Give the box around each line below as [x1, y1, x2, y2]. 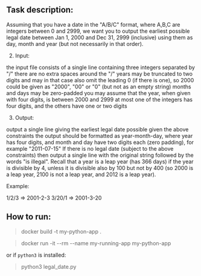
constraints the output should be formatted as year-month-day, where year [6, 132, 193, 139]
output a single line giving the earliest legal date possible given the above [6, 125, 189, 133]
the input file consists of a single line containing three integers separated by [6, 64, 195, 71]
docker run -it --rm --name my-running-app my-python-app [21, 239, 171, 247]
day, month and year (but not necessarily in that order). [6, 40, 144, 47]
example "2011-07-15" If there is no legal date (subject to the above [6, 145, 174, 152]
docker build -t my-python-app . [21, 228, 101, 235]
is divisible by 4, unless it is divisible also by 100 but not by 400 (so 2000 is [6, 164, 194, 171]
